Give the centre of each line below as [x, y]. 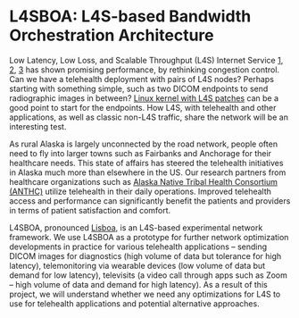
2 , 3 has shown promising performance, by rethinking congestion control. [144, 70]
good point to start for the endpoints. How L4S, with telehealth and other [143, 107]
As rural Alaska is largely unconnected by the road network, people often [144, 144]
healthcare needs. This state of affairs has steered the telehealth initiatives [146, 163]
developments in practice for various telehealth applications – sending [138, 247]
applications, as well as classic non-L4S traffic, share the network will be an [149, 117]
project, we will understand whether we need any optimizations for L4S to [145, 294]
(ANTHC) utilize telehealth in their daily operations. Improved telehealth [141, 191]
